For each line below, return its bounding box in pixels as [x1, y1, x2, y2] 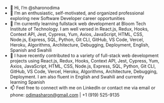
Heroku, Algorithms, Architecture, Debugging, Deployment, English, [10, 42, 149, 47]
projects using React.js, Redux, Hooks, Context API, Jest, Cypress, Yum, [10, 58, 159, 63]
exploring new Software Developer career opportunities [10, 15, 125, 21]
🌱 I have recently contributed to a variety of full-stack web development [10, 52, 159, 58]
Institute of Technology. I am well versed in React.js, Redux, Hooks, [10, 26, 149, 32]
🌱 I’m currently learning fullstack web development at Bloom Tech [10, 20, 146, 26]
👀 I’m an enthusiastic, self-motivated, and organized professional [10, 10, 144, 16]
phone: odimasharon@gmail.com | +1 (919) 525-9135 [10, 92, 120, 97]
